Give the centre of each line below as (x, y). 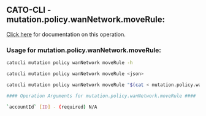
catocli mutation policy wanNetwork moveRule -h (70, 63)
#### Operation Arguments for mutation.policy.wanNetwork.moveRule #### (101, 96)
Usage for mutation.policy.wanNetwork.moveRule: (84, 50)
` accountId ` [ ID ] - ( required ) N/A (52, 107)
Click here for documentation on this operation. (66, 34)
